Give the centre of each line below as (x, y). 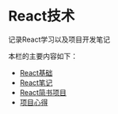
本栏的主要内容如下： (43, 56)
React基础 (36, 72)
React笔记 (36, 83)
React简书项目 (43, 92)
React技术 (42, 16)
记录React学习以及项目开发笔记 (59, 39)
